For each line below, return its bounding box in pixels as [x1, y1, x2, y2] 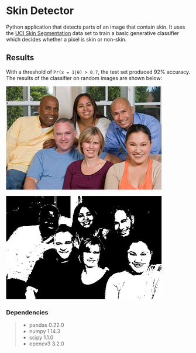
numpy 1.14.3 [29, 328, 60, 335]
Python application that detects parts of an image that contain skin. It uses [6, 23, 185, 30]
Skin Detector [6, 4, 74, 18]
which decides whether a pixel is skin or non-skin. [6, 36, 127, 43]
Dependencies [6, 308, 49, 316]
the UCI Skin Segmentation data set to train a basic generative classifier [6, 29, 180, 36]
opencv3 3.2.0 [29, 340, 64, 347]
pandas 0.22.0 [29, 321, 64, 328]
